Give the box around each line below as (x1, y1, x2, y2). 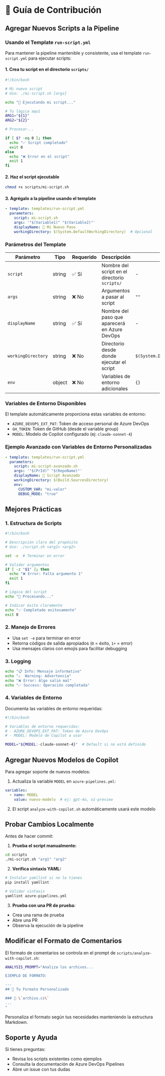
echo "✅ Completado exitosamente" (5, 607, 77, 613)
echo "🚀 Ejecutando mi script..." (5, 100, 76, 105)
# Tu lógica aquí (5, 108, 41, 114)
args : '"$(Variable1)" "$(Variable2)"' (14, 220, 96, 225)
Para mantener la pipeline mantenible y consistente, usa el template (5, 50, 142, 56)
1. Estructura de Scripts (5, 520, 62, 526)
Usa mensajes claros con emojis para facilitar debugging (12, 645, 128, 651)
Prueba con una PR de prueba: (12, 902, 76, 908)
